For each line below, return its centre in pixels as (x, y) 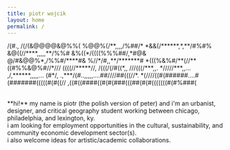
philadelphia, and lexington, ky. (51, 118)
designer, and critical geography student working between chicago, (104, 111)
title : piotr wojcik (37, 13)
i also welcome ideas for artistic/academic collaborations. (89, 140)
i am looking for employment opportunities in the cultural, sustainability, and (115, 126)
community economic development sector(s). (72, 133)
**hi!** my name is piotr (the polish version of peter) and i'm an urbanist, (112, 104)
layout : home (26, 20)
